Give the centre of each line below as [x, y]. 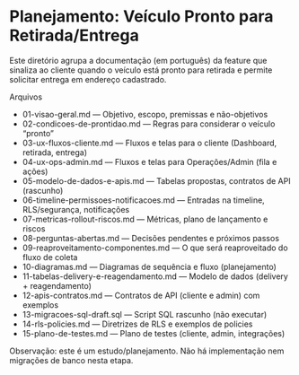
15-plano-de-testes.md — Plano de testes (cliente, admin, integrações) [154, 333]
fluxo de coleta [50, 257]
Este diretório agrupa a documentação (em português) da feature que [138, 60]
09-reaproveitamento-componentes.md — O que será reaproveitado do [155, 248]
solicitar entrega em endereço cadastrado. [88, 79]
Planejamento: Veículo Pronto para [141, 17]
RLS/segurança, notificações [76, 209]
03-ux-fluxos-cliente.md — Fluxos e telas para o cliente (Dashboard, [149, 143]
